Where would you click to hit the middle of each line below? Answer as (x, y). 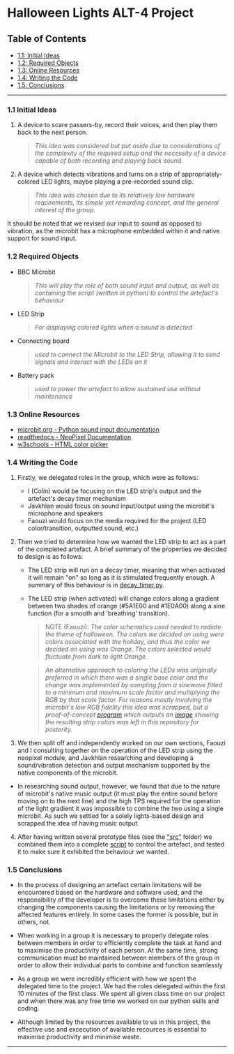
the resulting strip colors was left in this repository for (122, 722)
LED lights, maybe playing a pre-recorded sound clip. (117, 182)
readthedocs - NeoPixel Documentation (74, 437)
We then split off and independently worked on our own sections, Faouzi (122, 743)
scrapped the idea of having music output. (78, 824)
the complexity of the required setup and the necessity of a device (130, 153)
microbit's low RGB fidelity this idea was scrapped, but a (126, 708)
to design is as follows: (50, 557)
